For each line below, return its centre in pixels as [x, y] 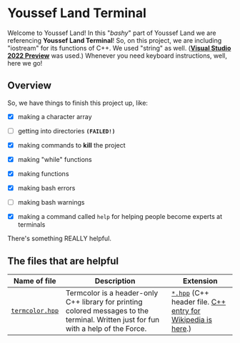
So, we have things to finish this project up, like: [78, 103]
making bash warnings [51, 203]
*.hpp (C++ [190, 293]
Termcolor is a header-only [112, 293]
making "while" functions [55, 159]
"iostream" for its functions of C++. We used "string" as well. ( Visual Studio [119, 48]
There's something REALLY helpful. [60, 239]
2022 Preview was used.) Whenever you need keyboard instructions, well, [117, 56]
